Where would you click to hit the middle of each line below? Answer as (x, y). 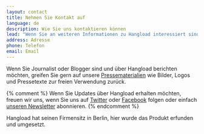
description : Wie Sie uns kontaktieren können (66, 29)
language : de (23, 23)
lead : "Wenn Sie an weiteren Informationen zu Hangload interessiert (96, 35)
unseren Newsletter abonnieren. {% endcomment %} (73, 106)
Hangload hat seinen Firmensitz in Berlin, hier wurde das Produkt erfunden (100, 118)
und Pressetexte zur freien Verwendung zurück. (66, 81)
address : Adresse (28, 40)
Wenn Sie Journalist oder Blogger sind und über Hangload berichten (92, 69)
